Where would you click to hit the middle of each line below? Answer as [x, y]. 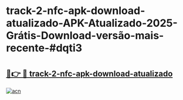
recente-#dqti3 [44, 48]
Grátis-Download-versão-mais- [85, 36]
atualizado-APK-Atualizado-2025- [92, 23]
